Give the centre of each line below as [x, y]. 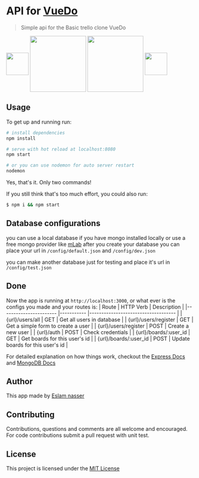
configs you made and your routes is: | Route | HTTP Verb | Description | [95, 307]
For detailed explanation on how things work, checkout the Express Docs [96, 356]
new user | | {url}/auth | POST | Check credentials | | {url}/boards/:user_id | [98, 332]
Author [19, 381]
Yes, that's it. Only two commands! [49, 182]
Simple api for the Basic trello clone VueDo [73, 27]
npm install [21, 138]
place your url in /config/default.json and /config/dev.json [81, 250]
